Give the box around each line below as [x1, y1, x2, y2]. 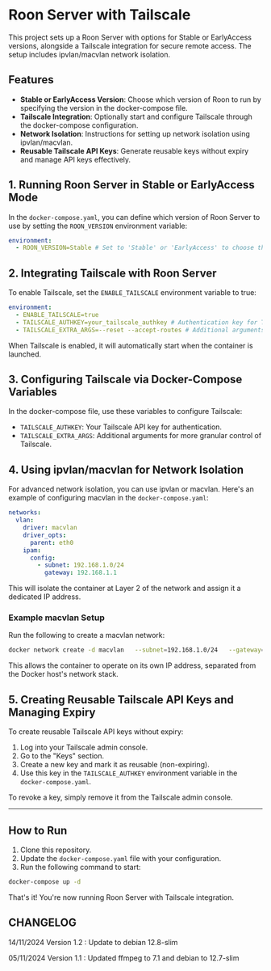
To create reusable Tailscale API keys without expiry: [8, 727, 184, 737]
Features [8, 73, 54, 87]
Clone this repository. [19, 845, 92, 855]
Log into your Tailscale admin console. [19, 742, 148, 753]
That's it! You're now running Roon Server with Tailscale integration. [8, 892, 234, 902]
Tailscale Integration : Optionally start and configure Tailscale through [19, 112, 252, 121]
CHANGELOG [8, 916, 77, 930]
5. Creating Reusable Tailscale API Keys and [8, 693, 234, 707]
